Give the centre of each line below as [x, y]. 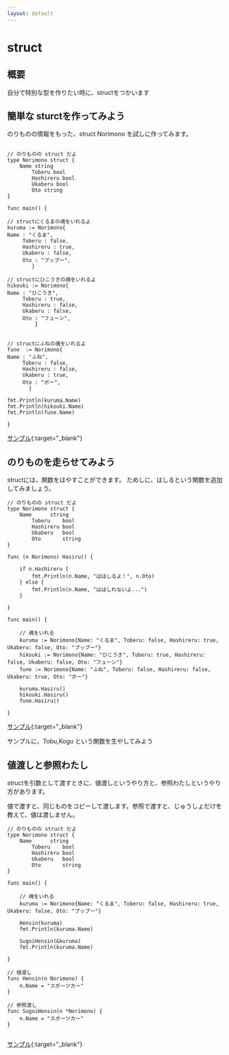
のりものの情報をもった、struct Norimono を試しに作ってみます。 [99, 134]
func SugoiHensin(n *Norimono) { [55, 1012]
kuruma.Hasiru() [43, 689]
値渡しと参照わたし [48, 765]
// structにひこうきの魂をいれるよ [52, 280]
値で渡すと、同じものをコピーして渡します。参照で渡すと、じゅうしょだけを [115, 806]
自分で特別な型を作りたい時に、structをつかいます [78, 92]
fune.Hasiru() [39, 701]
